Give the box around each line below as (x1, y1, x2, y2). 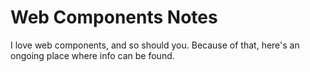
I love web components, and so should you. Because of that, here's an (10, 39, 300, 51)
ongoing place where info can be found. (10, 49, 175, 61)
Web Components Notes (10, 6, 218, 29)
